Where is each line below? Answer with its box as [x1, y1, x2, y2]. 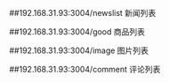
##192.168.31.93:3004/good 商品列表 [9, 26, 145, 37]
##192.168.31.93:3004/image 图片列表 [9, 45, 149, 56]
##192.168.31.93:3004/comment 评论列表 [9, 64, 161, 74]
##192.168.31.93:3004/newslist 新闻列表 [9, 8, 157, 18]
